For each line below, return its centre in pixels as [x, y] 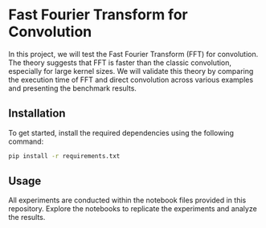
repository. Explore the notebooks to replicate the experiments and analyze [133, 209]
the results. [27, 218]
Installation [37, 114]
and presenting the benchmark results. [72, 88]
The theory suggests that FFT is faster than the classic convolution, [120, 63]
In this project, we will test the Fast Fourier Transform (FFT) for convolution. [133, 54]
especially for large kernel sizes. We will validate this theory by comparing [131, 71]
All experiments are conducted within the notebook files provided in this [127, 200]
